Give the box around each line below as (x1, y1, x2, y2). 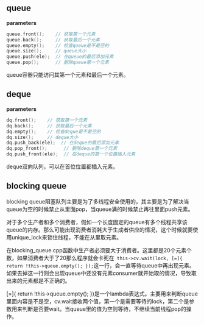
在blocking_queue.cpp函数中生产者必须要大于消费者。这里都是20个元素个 (6, 246, 192, 253)
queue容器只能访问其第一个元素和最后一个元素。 (6, 71, 129, 79)
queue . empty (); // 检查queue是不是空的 (6, 42, 110, 49)
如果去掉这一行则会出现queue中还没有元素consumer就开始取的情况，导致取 (6, 269, 197, 277)
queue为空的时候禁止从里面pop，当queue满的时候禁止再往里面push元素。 (6, 205, 194, 213)
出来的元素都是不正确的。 (6, 277, 71, 284)
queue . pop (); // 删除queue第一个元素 (6, 59, 110, 66)
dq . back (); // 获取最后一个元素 (6, 122, 93, 129)
